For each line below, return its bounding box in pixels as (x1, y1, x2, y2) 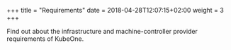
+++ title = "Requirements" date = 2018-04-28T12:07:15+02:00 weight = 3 (6, 6, 224, 14)
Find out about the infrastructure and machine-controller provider (6, 27, 198, 35)
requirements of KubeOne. (6, 35, 84, 43)
